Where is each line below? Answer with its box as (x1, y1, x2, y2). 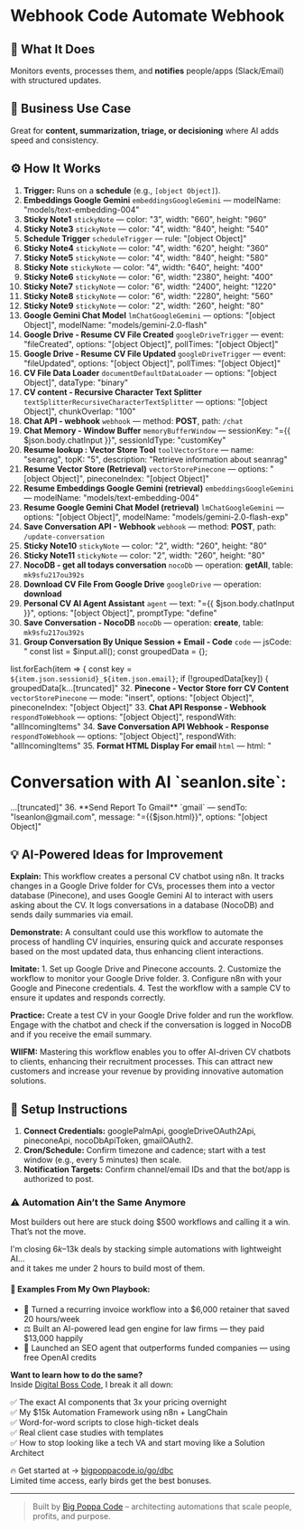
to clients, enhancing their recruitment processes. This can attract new (10, 1056, 273, 1067)
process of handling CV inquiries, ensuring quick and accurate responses (10, 936, 283, 947)
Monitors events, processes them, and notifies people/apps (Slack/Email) (10, 65, 285, 76)
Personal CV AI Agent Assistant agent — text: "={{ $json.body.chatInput (23, 597, 295, 608)
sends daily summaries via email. (10, 909, 134, 920)
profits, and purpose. (32, 1510, 111, 1521)
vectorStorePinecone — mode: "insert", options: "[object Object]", (10, 692, 254, 703)
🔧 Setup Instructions (10, 1102, 128, 1117)
